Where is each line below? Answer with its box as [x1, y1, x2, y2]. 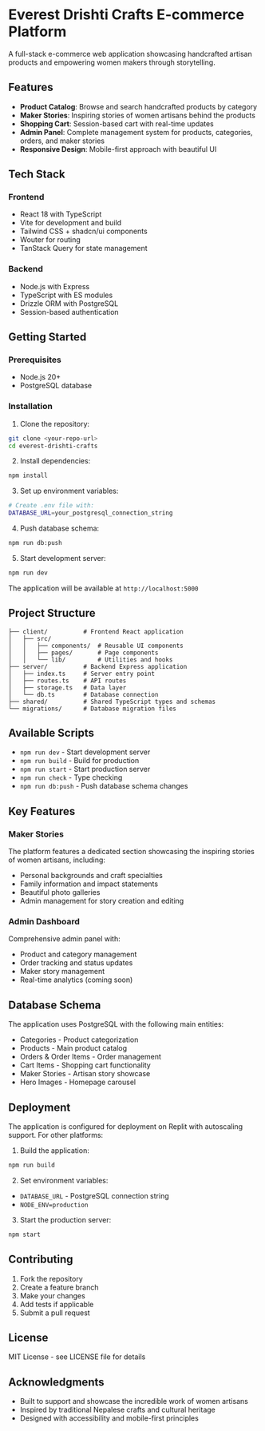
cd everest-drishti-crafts [8, 442, 98, 450]
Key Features [8, 805, 76, 818]
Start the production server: [19, 1214, 112, 1224]
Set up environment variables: [19, 486, 119, 496]
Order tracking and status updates [19, 958, 133, 968]
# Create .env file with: [8, 502, 94, 510]
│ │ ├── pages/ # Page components [8, 649, 159, 657]
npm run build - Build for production [19, 756, 140, 765]
